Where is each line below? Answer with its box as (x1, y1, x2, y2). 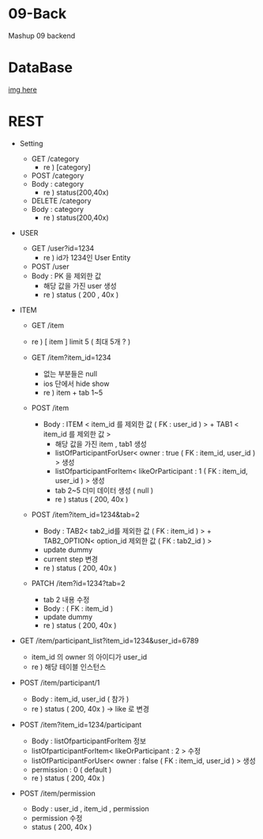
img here (8, 85, 37, 94)
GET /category (31, 153, 80, 163)
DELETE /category (31, 195, 92, 206)
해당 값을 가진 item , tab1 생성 (54, 439, 148, 448)
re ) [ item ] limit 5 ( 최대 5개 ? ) (31, 337, 131, 346)
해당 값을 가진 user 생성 (43, 281, 117, 290)
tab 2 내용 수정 (43, 595, 90, 604)
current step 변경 (43, 554, 99, 564)
